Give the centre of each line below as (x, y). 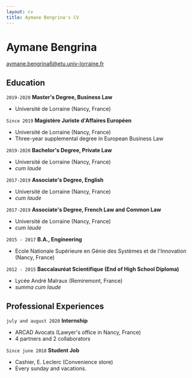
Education (26, 83)
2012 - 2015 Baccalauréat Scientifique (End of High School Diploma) (93, 269)
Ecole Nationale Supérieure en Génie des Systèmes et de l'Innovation (100, 251)
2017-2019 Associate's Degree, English (55, 180)
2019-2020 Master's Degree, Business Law (59, 98)
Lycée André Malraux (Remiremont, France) (69, 281)
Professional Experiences (55, 306)
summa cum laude (38, 287)
